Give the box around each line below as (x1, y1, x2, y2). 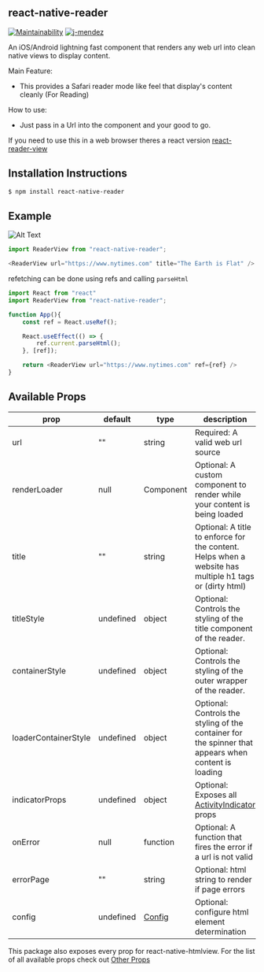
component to (195, 479, 247, 490)
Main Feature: (8, 66, 53, 76)
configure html (195, 906, 249, 917)
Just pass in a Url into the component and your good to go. (19, 120, 211, 129)
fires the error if (195, 841, 253, 852)
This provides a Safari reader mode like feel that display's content (19, 81, 233, 91)
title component (195, 622, 253, 633)
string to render (195, 874, 253, 885)
